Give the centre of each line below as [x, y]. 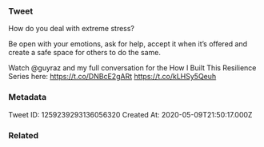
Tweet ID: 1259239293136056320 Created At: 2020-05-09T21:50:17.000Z [130, 114]
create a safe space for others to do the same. [85, 53]
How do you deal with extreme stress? [71, 29]
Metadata [27, 97]
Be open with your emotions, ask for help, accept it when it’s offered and [128, 44]
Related [24, 135]
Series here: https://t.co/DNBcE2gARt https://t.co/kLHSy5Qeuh [112, 77]
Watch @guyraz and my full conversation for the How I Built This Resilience [132, 68]
